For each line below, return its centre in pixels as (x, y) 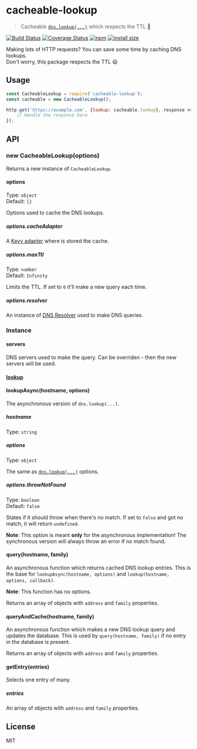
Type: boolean (23, 499)
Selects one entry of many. (39, 680)
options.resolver (27, 300)
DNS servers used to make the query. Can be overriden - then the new (91, 357)
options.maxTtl (25, 254)
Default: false (23, 506)
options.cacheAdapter (34, 226)
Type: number (21, 269)
